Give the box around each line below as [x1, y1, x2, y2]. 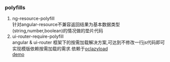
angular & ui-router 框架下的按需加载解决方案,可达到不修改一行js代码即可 [12, 39, 165, 45]
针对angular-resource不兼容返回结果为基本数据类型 [12, 22, 120, 28]
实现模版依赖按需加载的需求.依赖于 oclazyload [12, 46, 108, 52]
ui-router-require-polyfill [12, 33, 64, 39]
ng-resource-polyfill [12, 16, 54, 22]
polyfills [5, 4, 26, 11]
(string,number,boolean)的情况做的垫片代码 [12, 28, 103, 34]
